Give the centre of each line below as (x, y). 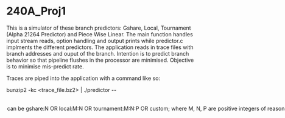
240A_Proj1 (36, 11)
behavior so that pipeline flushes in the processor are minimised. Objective (100, 60)
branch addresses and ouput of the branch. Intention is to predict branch (98, 53)
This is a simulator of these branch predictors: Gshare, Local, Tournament (99, 28)
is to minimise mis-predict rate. (45, 66)
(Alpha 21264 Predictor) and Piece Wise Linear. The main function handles (100, 34)
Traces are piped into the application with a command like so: (83, 78)
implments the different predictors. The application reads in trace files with (100, 47)
